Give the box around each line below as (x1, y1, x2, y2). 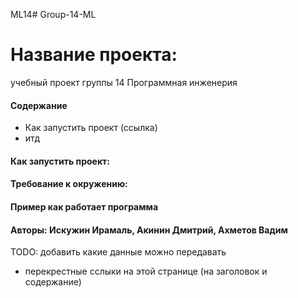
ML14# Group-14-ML (10, 9, 97, 20)
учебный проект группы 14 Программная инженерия (10, 76, 238, 88)
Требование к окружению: (10, 178, 128, 190)
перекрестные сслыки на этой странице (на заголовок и (24, 265, 268, 278)
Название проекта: (10, 44, 178, 66)
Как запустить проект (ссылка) (24, 122, 158, 134)
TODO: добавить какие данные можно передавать (10, 246, 227, 258)
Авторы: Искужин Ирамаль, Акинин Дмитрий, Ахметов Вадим (10, 224, 288, 236)
